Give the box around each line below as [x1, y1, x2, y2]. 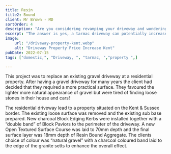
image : [5, 36, 19, 41]
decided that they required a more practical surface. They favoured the [5, 84, 154, 90]
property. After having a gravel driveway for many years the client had [5, 79, 152, 85]
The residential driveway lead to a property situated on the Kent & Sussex [5, 105, 159, 111]
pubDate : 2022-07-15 [5, 50, 49, 55]
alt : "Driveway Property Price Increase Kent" [14, 45, 115, 50]
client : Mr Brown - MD [5, 17, 53, 22]
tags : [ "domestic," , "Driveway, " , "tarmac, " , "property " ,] [5, 55, 138, 60]
